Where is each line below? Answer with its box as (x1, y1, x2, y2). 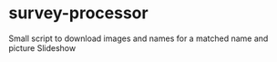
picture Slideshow (8, 42, 77, 53)
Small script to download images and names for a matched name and (8, 33, 269, 44)
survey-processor (8, 3, 149, 24)
